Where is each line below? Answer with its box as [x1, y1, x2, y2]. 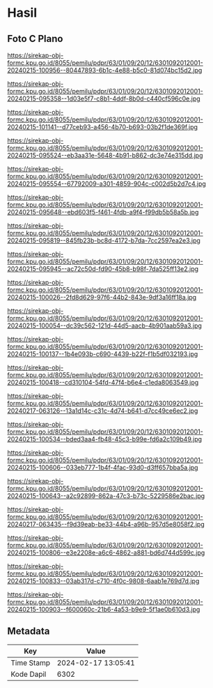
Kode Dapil [10, 669, 47, 679]
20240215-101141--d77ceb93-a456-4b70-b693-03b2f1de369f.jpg [7, 123, 198, 131]
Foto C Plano [7, 33, 63, 45]
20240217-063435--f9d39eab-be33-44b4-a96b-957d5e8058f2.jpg [7, 520, 205, 528]
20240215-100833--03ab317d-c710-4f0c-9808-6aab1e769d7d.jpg [7, 577, 200, 585]
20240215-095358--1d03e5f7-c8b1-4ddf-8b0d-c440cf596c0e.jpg [7, 94, 200, 103]
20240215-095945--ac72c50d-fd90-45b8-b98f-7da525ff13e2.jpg [7, 265, 199, 273]
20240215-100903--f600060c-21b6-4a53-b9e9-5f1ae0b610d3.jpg [7, 606, 200, 613]
